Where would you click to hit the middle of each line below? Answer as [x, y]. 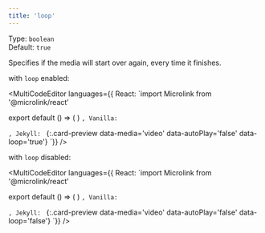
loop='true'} [28, 142]
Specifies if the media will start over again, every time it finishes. [115, 62]
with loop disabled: [40, 157]
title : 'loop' [32, 16]
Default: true [30, 47]
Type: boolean [31, 38]
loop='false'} [29, 220]
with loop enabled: [39, 78]
